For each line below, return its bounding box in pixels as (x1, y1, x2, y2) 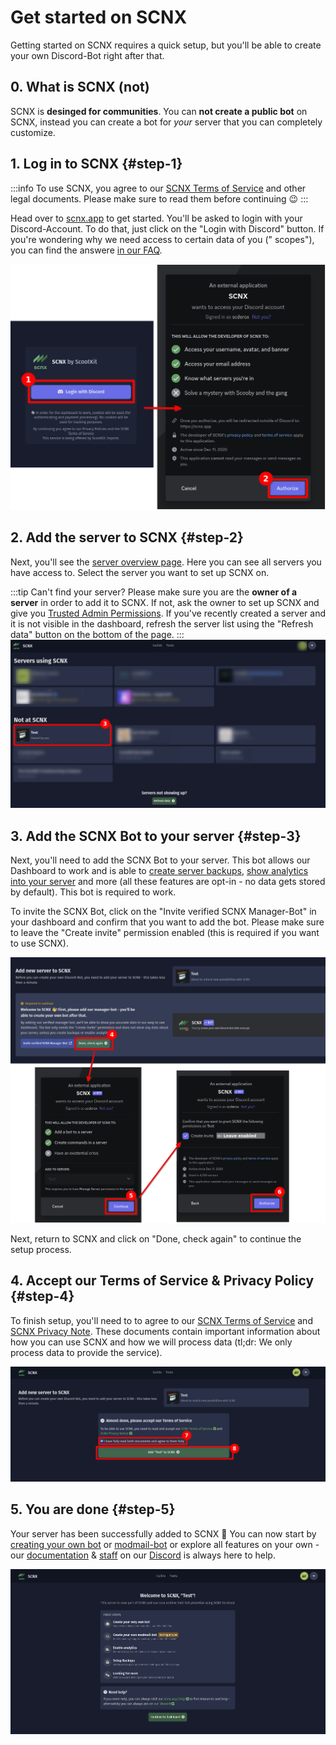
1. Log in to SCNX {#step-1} (10, 156, 183, 173)
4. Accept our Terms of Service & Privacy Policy (10, 1272, 315, 1290)
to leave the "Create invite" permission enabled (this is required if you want (10, 927, 320, 939)
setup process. (10, 1243, 72, 1255)
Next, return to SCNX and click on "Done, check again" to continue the (10, 1232, 302, 1245)
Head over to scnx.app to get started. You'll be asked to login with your (10, 212, 303, 224)
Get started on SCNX (10, 6, 188, 29)
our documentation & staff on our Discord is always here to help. (10, 1549, 276, 1561)
